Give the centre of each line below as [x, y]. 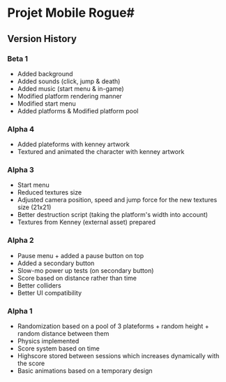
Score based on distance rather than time [77, 278]
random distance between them [63, 334]
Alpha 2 [21, 241]
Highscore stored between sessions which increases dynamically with [118, 356]
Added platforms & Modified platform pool [78, 111]
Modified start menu [46, 104]
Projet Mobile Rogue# [71, 13]
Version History [42, 39]
